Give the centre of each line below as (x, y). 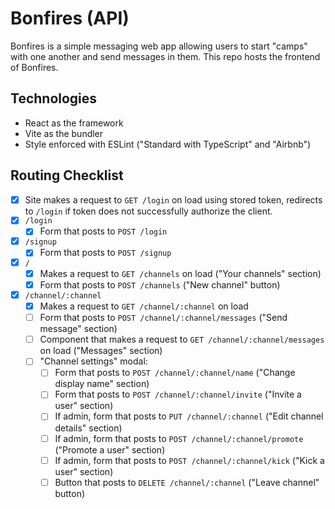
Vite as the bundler (64, 133)
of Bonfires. (34, 67)
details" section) (88, 428)
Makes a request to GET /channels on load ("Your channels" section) (180, 274)
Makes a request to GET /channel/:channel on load (144, 306)
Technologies (54, 98)
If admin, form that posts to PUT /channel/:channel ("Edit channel (189, 416)
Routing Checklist (67, 175)
